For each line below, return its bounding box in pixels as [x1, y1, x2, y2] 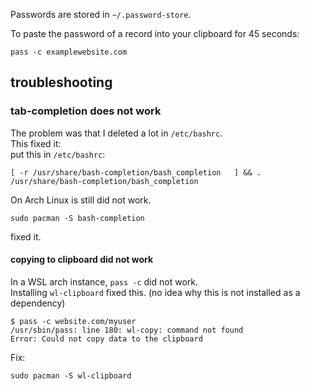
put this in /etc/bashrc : [10, 148, 106, 160]
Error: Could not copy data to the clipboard [10, 334, 203, 344]
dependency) [10, 297, 66, 309]
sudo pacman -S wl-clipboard [10, 370, 132, 381]
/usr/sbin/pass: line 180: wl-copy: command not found [10, 325, 244, 335]
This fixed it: [10, 137, 62, 149]
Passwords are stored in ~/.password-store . [10, 9, 192, 20]
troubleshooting [10, 74, 113, 91]
